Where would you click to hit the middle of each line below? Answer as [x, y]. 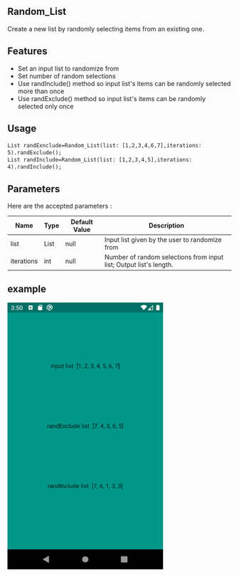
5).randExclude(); [34, 153]
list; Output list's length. [139, 265]
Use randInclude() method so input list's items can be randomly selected [124, 83]
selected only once [46, 106]
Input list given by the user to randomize [163, 240]
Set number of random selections [67, 76]
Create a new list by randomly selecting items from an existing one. [106, 28]
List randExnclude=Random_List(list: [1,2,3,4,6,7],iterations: [105, 146]
